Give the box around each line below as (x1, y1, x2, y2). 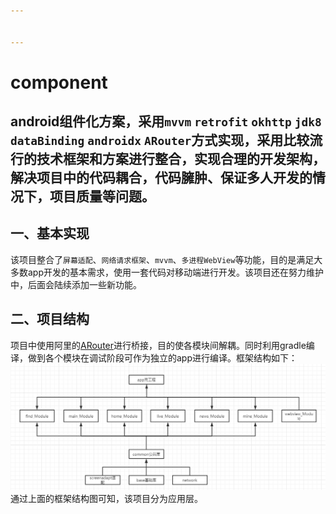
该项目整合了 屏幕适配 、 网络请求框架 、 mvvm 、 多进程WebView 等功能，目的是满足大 (10, 253, 323, 265)
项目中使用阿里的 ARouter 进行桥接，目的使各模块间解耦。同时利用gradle (10, 339, 307, 351)
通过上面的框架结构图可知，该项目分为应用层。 (10, 492, 203, 504)
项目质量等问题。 (49, 188, 155, 205)
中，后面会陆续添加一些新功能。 (10, 278, 142, 290)
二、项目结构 (10, 311, 90, 328)
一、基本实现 (10, 225, 90, 242)
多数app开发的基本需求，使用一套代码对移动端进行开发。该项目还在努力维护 (10, 266, 325, 278)
